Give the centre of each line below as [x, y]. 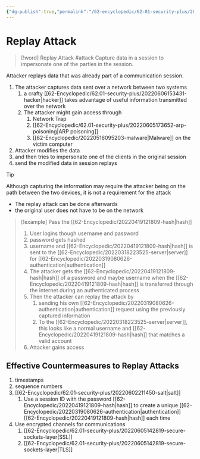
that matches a [167, 335]
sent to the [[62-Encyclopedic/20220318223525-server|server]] [109, 252]
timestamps [29, 380]
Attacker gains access [57, 347]
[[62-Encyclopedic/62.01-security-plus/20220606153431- [115, 93]
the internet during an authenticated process [85, 290]
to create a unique [156, 405]
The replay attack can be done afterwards [66, 204]
